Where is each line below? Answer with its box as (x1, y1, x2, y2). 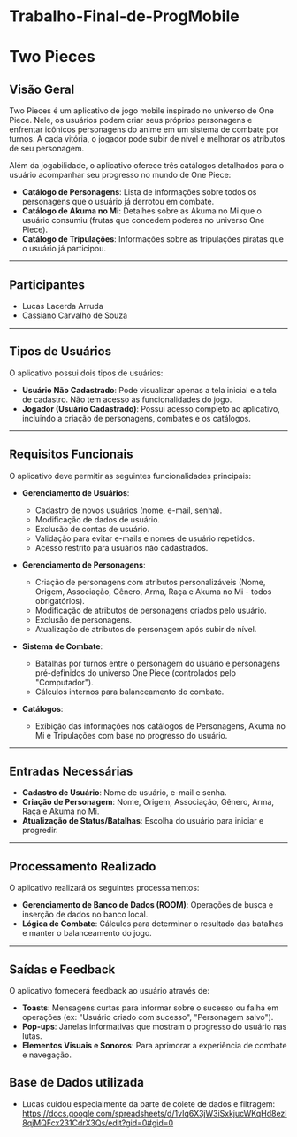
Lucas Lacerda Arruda (21, 301, 103, 311)
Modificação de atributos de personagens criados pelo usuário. (34, 605, 267, 615)
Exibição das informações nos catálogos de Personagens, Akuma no (34, 720, 286, 731)
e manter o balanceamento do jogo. (21, 928, 152, 939)
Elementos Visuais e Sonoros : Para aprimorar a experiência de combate (21, 1040, 287, 1051)
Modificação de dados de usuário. (34, 514, 161, 524)
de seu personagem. (9, 143, 85, 154)
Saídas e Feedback (9, 962, 116, 977)
